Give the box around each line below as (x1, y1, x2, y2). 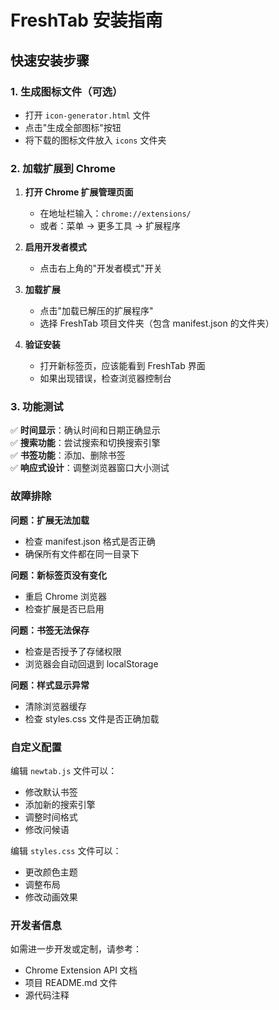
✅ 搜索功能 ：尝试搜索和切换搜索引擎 (10, 437, 161, 449)
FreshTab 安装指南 (10, 9, 163, 32)
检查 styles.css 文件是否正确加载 (24, 712, 160, 725)
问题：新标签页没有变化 (10, 569, 107, 581)
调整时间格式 (24, 811, 78, 823)
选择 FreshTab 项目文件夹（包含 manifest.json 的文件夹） (39, 317, 275, 330)
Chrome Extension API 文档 (24, 964, 138, 976)
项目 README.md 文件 (24, 977, 118, 989)
